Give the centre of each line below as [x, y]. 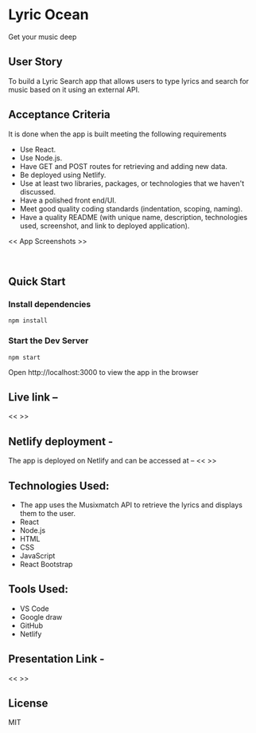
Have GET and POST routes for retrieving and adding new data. [124, 166]
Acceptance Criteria [59, 114]
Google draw [41, 617]
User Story [35, 62]
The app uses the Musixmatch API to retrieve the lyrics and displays [131, 505]
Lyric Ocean [48, 15]
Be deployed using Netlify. [63, 175]
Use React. [38, 149]
